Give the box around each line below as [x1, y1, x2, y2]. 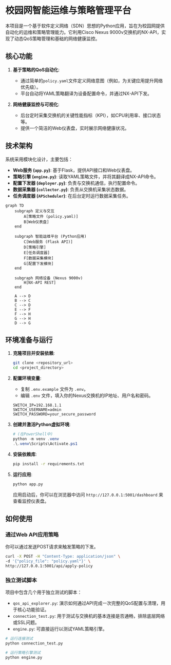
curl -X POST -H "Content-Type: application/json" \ [5, 554, 121, 559]
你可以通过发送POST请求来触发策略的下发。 [5, 544, 99, 550]
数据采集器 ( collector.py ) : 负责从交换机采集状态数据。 [12, 186, 129, 193]
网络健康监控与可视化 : [12, 101, 60, 107]
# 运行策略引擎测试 [5, 650, 41, 655]
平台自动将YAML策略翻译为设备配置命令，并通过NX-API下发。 [20, 90, 153, 97]
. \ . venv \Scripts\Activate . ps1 [12, 441, 78, 446]
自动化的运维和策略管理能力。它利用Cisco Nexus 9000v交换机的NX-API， [5, 29, 162, 35]
